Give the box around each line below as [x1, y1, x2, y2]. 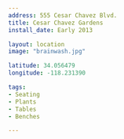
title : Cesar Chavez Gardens [8, 19, 104, 27]
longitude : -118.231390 [8, 69, 86, 77]
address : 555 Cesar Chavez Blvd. [8, 11, 118, 20]
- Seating [8, 90, 41, 98]
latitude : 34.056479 [8, 62, 76, 70]
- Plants [8, 97, 37, 106]
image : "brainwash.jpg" [8, 48, 86, 56]
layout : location [8, 40, 65, 48]
